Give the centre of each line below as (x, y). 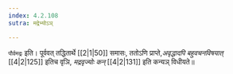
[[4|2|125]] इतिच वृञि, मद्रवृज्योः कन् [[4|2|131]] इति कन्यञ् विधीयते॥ (101, 61)
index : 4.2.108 (33, 16)
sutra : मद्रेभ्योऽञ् (31, 23)
